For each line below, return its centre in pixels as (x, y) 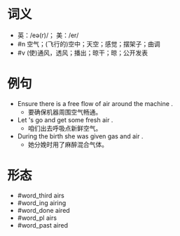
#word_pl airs (37, 218)
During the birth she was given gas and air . (80, 136)
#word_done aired (43, 210)
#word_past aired (43, 225)
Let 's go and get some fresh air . (65, 119)
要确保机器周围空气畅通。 (65, 112)
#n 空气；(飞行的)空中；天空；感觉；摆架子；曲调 (89, 44)
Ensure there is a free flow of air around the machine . (95, 103)
